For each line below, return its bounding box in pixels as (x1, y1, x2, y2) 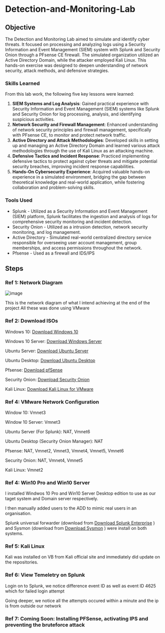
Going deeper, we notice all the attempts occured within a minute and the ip (5, 597, 159, 603)
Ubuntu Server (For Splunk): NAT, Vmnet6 (5, 428, 90, 435)
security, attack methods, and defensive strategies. (5, 68, 109, 74)
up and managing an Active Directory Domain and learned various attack (12, 143, 160, 149)
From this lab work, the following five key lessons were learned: (5, 91, 134, 97)
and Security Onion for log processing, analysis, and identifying (12, 111, 141, 117)
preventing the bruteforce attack (5, 621, 85, 628)
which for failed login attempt (5, 588, 65, 594)
